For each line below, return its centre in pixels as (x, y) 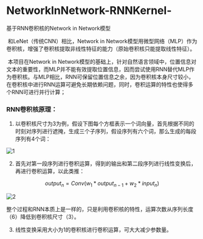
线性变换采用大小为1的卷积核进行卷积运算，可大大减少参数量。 (93, 230)
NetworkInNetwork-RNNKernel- (89, 11)
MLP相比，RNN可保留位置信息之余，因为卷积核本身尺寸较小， (116, 77)
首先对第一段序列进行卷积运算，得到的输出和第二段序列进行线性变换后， (105, 164)
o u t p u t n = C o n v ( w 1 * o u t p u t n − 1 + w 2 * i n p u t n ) (102, 184)
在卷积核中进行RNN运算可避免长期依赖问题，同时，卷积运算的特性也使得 (97, 84)
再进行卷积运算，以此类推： (50, 171)
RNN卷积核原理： (32, 109)
